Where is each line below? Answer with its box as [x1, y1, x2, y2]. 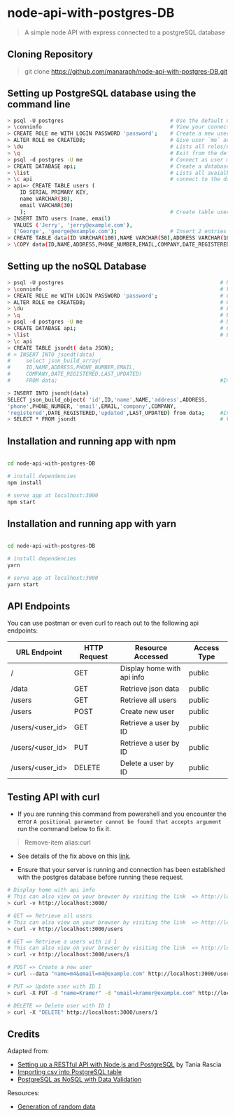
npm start [7, 498, 36, 505]
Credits [7, 1028, 41, 1040]
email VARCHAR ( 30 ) [20, 201, 73, 209]
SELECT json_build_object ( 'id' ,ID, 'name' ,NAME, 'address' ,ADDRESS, [7, 396, 208, 403]
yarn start [7, 581, 39, 588]
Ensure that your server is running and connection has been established [17, 866, 225, 874]
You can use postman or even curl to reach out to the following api [7, 619, 199, 628]
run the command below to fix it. [17, 825, 111, 833]
